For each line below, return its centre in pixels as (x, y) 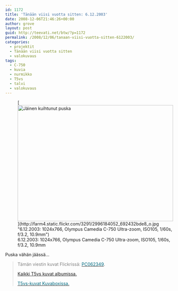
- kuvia (18, 70)
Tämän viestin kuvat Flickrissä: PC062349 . (61, 264)
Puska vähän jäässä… (27, 254)
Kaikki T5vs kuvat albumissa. (47, 274)
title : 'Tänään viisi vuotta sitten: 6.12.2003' (56, 14)
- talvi (18, 83)
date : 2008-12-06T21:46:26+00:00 (40, 19)
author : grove (20, 24)
